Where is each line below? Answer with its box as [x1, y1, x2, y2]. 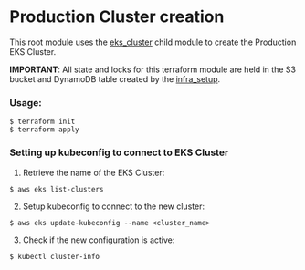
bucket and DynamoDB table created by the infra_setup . [9, 73, 221, 84]
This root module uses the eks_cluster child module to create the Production [9, 36, 297, 47]
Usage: [9, 96, 43, 109]
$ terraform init [9, 117, 76, 127]
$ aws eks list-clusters [9, 184, 104, 193]
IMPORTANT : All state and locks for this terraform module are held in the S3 [9, 64, 297, 75]
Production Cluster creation [9, 6, 225, 27]
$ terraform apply [9, 125, 79, 134]
